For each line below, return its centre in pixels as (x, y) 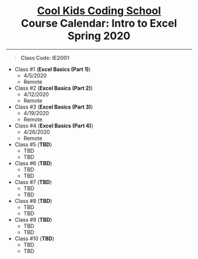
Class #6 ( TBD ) (33, 163)
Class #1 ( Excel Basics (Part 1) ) (53, 69)
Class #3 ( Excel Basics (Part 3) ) (54, 107)
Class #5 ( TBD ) (33, 144)
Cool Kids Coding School (99, 11)
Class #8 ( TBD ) (33, 201)
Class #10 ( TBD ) (34, 238)
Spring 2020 (99, 36)
